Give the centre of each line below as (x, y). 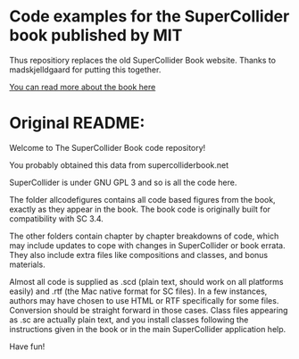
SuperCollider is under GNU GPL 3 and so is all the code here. (123, 182)
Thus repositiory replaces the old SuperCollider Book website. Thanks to (143, 60)
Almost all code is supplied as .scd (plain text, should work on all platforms (146, 281)
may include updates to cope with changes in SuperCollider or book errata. (147, 245)
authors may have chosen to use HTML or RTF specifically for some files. (144, 300)
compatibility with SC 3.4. (57, 218)
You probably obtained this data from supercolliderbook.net (119, 165)
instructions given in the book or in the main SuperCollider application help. (148, 329)
